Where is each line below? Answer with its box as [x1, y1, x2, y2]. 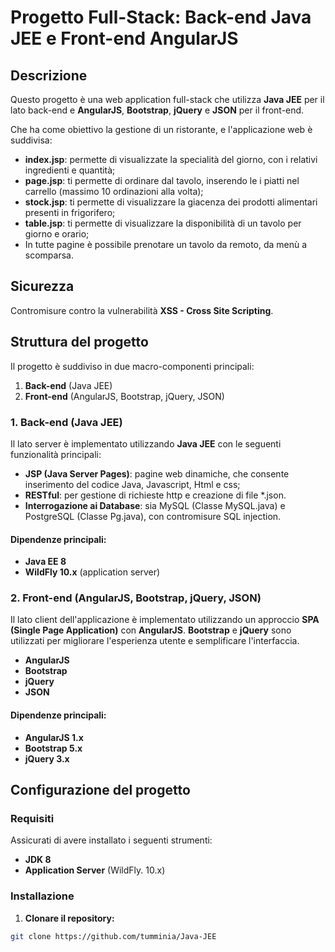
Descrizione [10, 67, 88, 84]
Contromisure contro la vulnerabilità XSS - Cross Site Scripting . [10, 304, 274, 316]
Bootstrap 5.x [24, 742, 83, 754]
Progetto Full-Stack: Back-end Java [10, 6, 312, 29]
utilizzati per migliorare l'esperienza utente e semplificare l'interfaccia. [10, 635, 300, 647]
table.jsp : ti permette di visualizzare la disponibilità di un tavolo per [24, 217, 302, 229]
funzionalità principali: [10, 448, 102, 460]
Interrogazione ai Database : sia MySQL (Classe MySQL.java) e [24, 499, 286, 511]
